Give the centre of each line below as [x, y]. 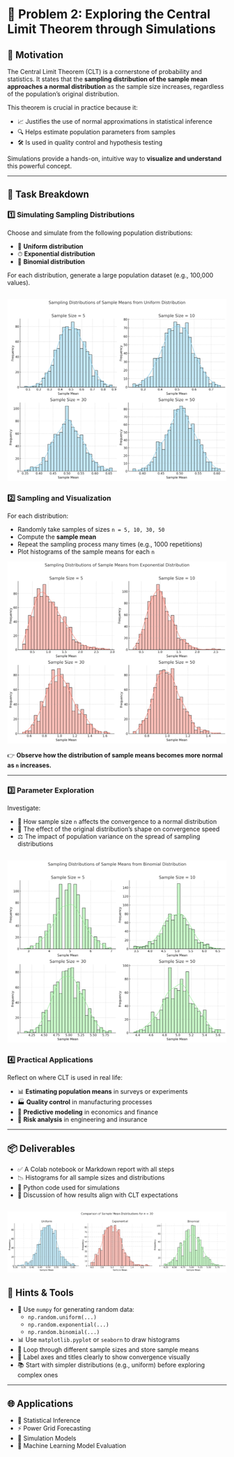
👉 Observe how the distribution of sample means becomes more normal [115, 755]
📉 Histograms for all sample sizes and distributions [91, 1177]
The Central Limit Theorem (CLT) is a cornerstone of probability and [104, 72]
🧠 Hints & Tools [41, 1293]
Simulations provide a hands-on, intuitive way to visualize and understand [115, 159]
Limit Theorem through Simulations [111, 29]
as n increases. [30, 765]
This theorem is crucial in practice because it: [72, 107]
